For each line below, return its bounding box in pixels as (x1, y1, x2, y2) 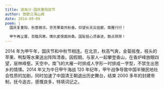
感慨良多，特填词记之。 (35, 79, 82, 85)
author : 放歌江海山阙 (5, 12, 45, 17)
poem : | (5, 21, 21, 26)
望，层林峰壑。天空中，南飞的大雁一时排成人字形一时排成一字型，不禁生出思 (5, 61, 159, 66)
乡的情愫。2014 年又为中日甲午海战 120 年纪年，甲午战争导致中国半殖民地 (5, 67, 154, 72)
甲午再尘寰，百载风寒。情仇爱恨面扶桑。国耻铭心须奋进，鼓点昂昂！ (9, 34, 126, 39)
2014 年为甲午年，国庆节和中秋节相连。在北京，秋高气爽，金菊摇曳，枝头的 (5, 48, 158, 54)
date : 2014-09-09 (5, 16, 41, 21)
